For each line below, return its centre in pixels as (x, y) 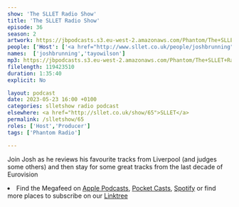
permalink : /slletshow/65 (46, 120)
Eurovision (23, 174)
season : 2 (22, 34)
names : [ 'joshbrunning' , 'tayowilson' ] (67, 54)
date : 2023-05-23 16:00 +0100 (52, 100)
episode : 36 (25, 27)
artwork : (20, 41)
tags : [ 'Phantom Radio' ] (44, 132)
